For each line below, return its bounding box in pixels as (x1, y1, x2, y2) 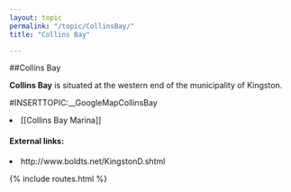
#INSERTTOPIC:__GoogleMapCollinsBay (9, 97, 158, 108)
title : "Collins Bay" (9, 30, 91, 39)
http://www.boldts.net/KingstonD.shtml (21, 155, 166, 167)
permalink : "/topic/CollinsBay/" (9, 22, 135, 31)
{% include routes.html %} (9, 173, 108, 184)
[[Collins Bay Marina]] (21, 114, 102, 126)
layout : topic (9, 13, 63, 23)
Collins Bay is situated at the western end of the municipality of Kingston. (9, 80, 283, 91)
